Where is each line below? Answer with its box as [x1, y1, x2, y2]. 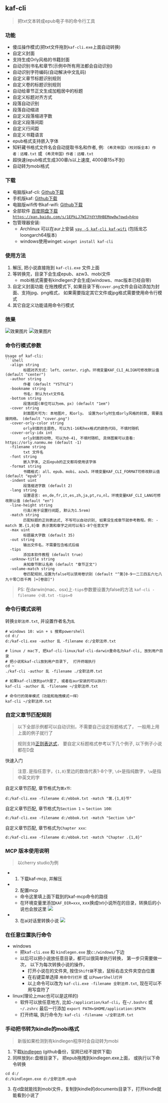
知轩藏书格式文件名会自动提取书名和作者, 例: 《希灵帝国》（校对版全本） [12, 144, 152, 150]
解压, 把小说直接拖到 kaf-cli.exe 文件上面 [12, 264, 100, 270]
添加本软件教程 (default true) [23, 553, 83, 558]
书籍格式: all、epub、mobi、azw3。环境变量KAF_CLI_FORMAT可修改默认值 [23, 469, 160, 474]
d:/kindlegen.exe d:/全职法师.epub [5, 1076, 77, 1081]
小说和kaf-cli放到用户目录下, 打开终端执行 [13, 659, 96, 664]
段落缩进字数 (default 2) [23, 483, 73, 488]
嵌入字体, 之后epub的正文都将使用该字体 [23, 460, 97, 465]
